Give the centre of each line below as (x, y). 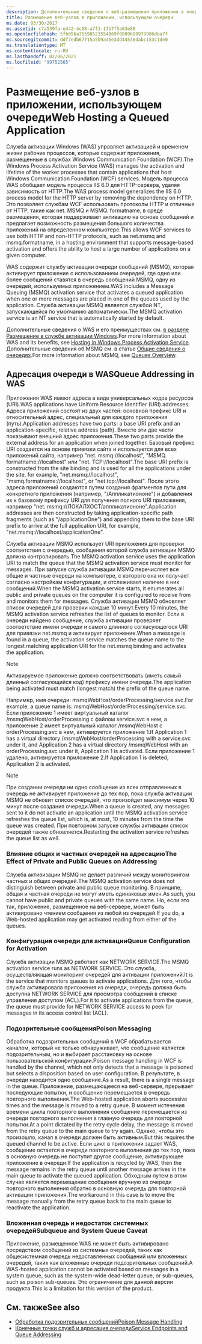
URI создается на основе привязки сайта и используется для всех (92, 449)
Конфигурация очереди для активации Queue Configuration (98, 941)
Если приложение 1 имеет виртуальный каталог (68, 713)
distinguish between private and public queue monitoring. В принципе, (94, 887)
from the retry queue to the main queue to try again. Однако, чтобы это (95, 1131)
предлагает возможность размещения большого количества (85, 224)
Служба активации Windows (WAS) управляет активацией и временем (97, 147)
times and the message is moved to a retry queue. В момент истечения (96, 1105)
